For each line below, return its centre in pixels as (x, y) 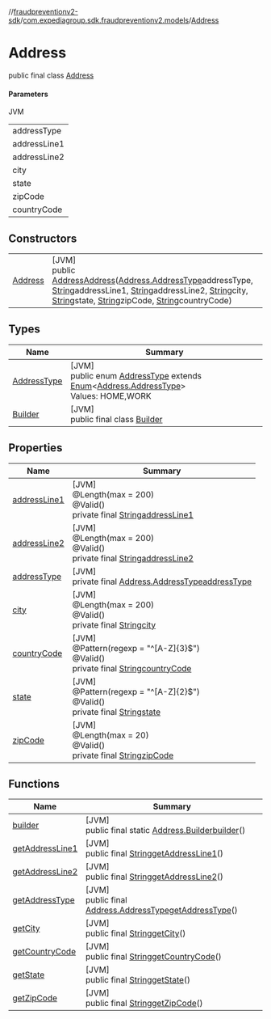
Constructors (43, 238)
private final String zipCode (123, 755)
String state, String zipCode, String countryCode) (142, 300)
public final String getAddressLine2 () (155, 877)
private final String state (117, 712)
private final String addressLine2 (133, 558)
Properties (35, 448)
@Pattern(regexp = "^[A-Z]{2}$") (136, 691)
